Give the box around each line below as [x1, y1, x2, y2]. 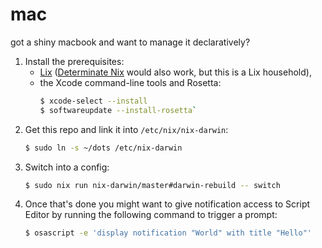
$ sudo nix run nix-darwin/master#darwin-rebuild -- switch [24, 180, 281, 190]
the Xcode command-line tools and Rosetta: [39, 76, 222, 88]
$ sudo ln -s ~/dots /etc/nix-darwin [24, 143, 183, 153]
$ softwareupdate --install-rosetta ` [39, 105, 198, 115]
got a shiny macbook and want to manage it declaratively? [10, 36, 251, 48]
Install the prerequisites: [24, 55, 125, 67]
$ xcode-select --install [39, 96, 148, 106]
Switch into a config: [24, 161, 110, 173]
